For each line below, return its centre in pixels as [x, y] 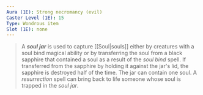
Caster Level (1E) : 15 [35, 18]
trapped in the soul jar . [50, 86]
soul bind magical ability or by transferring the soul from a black [102, 53]
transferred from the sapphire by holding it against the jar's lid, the [105, 66]
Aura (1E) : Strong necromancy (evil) [54, 12]
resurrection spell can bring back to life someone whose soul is [101, 79]
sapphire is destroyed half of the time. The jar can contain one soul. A [109, 73]
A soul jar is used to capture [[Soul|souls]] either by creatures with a [108, 47]
